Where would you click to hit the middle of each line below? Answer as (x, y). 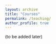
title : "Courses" (23, 14)
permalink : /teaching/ (28, 18)
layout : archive (21, 9)
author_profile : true (27, 23)
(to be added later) (24, 37)
